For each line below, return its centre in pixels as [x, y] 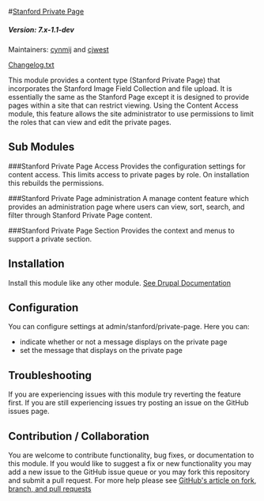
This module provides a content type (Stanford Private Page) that [114, 80]
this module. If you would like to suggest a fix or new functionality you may [130, 464]
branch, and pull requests [50, 489]
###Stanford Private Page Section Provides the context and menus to [121, 230]
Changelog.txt [31, 65]
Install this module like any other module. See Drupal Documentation [120, 283]
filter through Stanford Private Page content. [80, 215]
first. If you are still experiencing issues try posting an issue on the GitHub [128, 403]
